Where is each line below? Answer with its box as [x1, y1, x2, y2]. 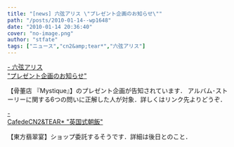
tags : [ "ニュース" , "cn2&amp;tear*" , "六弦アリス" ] [7, 43, 146, 50]
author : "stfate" [7, 36, 58, 43]
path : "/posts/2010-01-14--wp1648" [7, 17, 112, 24]
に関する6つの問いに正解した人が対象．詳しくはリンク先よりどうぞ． [25, 95, 227, 104]
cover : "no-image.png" [7, 29, 74, 37]
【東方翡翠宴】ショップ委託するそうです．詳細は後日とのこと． [7, 132, 192, 141]
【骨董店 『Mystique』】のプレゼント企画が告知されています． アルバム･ [7, 87, 216, 94]
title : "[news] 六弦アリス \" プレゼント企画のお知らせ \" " [7, 10, 163, 17]
